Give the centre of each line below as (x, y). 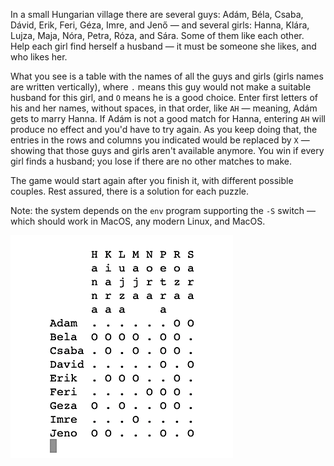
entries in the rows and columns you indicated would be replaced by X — (160, 140)
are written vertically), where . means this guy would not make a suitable (161, 87)
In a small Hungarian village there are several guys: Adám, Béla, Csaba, (157, 14)
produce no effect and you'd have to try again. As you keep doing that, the (164, 129)
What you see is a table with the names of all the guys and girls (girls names (167, 76)
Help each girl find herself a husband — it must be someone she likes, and (163, 46)
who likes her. (39, 57)
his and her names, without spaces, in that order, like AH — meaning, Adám (164, 108)
